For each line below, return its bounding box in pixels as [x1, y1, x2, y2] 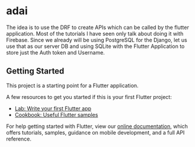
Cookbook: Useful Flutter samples [14, 111, 98, 118]
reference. [6, 135, 31, 142]
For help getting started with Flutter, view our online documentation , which [6, 123, 188, 130]
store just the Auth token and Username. [6, 49, 105, 56]
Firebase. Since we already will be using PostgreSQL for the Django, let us [6, 36, 188, 43]
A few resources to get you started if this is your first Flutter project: [6, 93, 172, 100]
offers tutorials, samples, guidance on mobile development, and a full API [6, 129, 185, 136]
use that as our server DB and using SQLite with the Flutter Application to [6, 43, 185, 50]
